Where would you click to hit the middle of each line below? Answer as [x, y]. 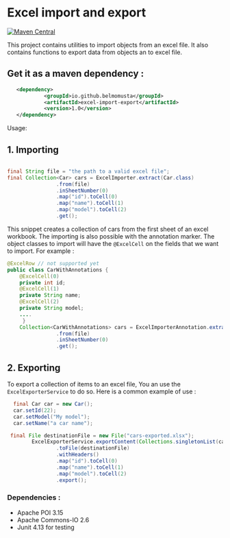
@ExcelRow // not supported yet [53, 263]
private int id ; [43, 282]
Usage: [17, 128]
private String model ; [52, 308]
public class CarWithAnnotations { [58, 270]
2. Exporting [34, 368]
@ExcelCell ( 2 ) [39, 302]
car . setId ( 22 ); [35, 410]
